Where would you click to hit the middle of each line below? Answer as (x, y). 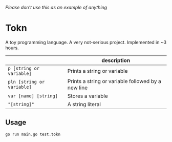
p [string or (24, 68)
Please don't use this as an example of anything (56, 7)
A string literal (84, 104)
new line (78, 88)
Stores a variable (88, 96)
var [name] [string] (33, 96)
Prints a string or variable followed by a (114, 81)
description (116, 60)
